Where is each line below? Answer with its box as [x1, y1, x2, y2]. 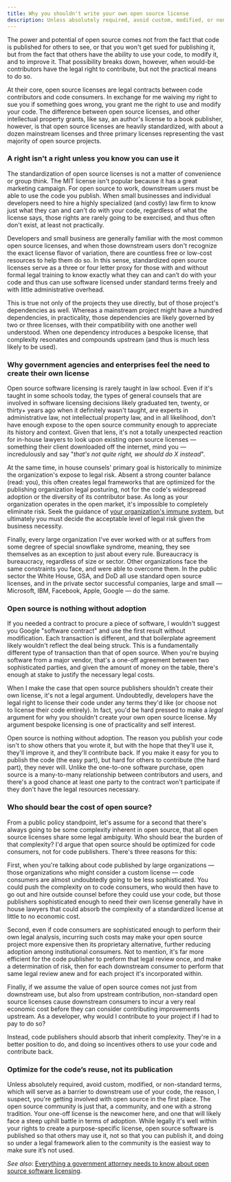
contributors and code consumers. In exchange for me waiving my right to [7, 92, 218, 101]
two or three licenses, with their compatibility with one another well [7, 320, 197, 329]
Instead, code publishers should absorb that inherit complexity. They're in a [7, 1032, 221, 1041]
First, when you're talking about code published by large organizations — [7, 861, 214, 869]
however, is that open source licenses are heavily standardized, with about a [7, 122, 223, 130]
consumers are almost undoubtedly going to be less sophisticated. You [7, 875, 208, 884]
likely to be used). [7, 343, 58, 351]
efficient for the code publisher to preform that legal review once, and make [7, 955, 221, 963]
